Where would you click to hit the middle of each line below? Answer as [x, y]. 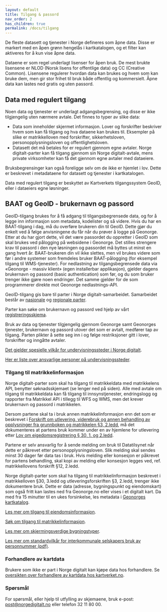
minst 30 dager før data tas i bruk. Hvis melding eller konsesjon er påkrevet [82, 456]
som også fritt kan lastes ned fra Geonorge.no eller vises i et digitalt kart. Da [83, 492]
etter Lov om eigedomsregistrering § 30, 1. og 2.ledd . [59, 435]
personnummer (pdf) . [27, 546]
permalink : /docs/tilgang [32, 28]
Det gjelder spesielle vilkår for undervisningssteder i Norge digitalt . [74, 350]
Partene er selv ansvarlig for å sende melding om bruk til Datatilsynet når [80, 445]
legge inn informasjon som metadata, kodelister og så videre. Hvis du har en [83, 221]
